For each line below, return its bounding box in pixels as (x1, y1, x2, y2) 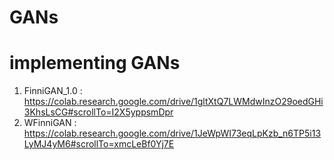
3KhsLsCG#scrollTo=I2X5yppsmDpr (23, 106, 174, 118)
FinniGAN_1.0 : (23, 85, 83, 97)
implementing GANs (9, 52, 181, 75)
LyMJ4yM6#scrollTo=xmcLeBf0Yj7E (23, 138, 175, 150)
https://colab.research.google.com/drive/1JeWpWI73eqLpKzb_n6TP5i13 (23, 127, 322, 140)
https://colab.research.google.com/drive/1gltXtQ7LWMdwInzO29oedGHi (23, 96, 324, 108)
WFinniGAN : (23, 117, 77, 129)
